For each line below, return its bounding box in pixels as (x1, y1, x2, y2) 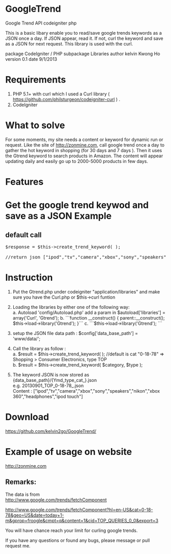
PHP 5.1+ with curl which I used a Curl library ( (12, 90, 110, 97)
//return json (5, 254, 41, 260)
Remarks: (5, 478, 37, 487)
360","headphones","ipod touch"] (12, 393, 83, 399)
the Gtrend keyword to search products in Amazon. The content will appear (5, 153, 163, 159)
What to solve (5, 119, 65, 131)
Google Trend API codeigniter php (5, 20, 77, 26)
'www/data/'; (12, 335, 41, 342)
